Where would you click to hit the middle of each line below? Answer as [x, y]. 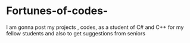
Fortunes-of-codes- [57, 11]
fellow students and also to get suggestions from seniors [76, 33]
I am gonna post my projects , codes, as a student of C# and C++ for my [95, 27]
